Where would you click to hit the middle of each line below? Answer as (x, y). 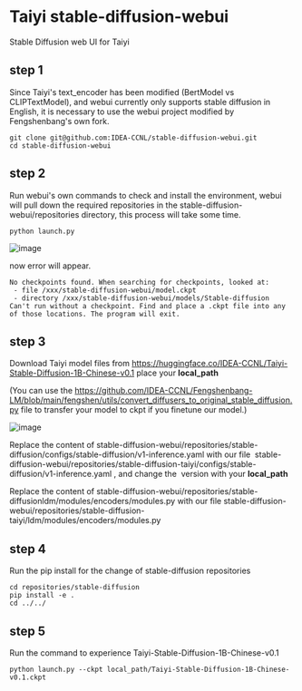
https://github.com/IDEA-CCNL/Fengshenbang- (164, 391)
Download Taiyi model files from (69, 364)
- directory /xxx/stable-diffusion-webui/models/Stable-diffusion (141, 298)
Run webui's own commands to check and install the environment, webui (146, 195)
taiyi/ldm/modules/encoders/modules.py (85, 521)
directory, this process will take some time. (161, 214)
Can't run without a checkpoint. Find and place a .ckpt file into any (147, 306)
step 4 (28, 549)
